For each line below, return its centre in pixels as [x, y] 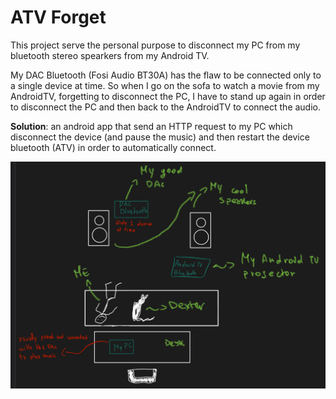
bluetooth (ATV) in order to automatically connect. [113, 147]
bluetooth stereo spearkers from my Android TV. [110, 55]
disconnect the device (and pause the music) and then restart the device [160, 137]
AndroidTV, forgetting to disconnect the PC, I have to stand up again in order [168, 96]
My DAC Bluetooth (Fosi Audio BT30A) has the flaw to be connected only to [166, 75]
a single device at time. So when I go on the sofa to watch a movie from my [165, 85]
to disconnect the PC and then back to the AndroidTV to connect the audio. [166, 107]
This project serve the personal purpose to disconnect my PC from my [155, 45]
